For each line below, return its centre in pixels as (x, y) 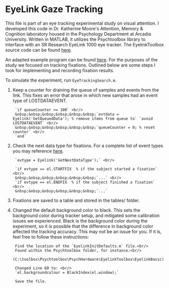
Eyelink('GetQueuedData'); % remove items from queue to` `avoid (82, 119)
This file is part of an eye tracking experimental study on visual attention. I (82, 23)
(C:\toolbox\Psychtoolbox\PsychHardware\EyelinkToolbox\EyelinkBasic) (88, 259)
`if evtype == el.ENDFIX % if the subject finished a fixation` (85, 182)
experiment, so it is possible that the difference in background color (83, 226)
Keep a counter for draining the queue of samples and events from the (86, 90)
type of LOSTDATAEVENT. (40, 100)
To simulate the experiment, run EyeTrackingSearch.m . (61, 80)
